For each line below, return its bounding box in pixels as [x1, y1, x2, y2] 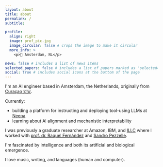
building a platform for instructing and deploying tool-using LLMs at [12, 108, 147, 113]
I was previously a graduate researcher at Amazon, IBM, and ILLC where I [5, 128, 152, 133]
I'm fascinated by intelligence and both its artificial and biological [5, 142, 135, 148]
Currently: [5, 98, 25, 104]
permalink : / [5, 16, 32, 21]
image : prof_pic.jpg [9, 38, 51, 44]
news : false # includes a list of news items [5, 61, 98, 66]
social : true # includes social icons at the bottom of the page [5, 70, 140, 75]
